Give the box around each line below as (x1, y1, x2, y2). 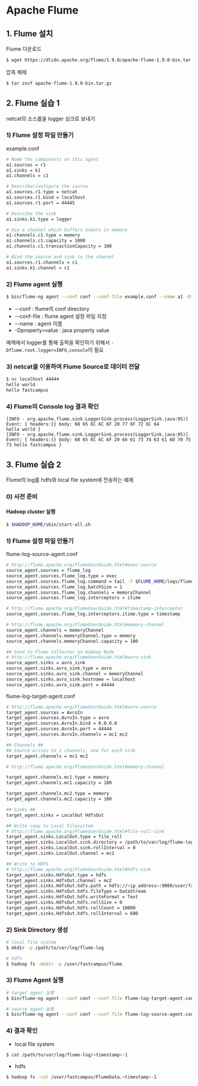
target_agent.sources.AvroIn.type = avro (6, 715, 110, 721)
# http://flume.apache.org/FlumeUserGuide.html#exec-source (6, 562, 157, 568)
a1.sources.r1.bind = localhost (6, 194, 85, 201)
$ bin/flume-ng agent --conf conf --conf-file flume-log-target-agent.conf (6, 995, 196, 1002)
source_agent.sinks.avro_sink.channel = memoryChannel (6, 671, 144, 677)
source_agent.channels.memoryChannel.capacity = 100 (6, 638, 138, 644)
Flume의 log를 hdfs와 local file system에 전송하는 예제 (6, 476, 134, 483)
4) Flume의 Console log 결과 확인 (6, 402, 99, 411)
